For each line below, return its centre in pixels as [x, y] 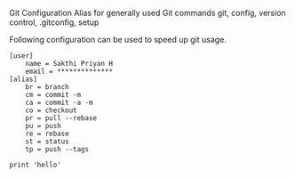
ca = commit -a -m [59, 102]
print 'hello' [36, 165]
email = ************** [69, 71]
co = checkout [51, 110]
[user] [21, 56]
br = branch [47, 87]
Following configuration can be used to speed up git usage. [118, 40]
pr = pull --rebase [61, 118]
